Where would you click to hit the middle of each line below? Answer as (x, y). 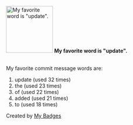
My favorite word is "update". (91, 51)
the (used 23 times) (38, 86)
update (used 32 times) (43, 79)
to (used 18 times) (36, 104)
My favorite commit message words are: (55, 68)
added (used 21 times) (41, 98)
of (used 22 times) (37, 92)
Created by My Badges (34, 116)
